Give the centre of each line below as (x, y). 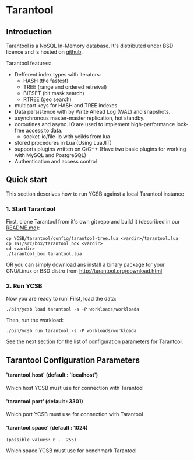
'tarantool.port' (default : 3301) (45, 401)
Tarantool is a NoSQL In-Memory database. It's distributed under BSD (90, 46)
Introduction (29, 32)
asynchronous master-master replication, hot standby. (80, 118)
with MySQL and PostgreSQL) (50, 155)
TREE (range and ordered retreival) (65, 87)
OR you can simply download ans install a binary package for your (85, 265)
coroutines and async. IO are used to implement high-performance (95, 124)
